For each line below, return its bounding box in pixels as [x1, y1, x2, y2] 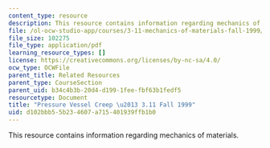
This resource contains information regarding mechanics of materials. [8, 130, 239, 140]
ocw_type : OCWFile [8, 64, 70, 72]
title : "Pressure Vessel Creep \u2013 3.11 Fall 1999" [8, 101, 196, 109]
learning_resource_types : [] [8, 49, 106, 57]
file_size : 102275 [8, 34, 70, 42]
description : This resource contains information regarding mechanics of [8, 19, 261, 27]
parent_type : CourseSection [8, 78, 103, 86]
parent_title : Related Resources [8, 71, 121, 79]
